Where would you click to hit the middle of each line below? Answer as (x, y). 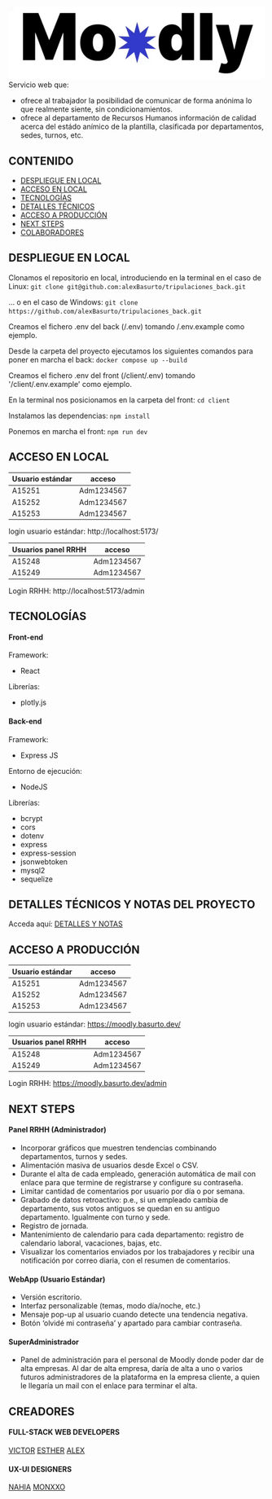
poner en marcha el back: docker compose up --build (98, 359)
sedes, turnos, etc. (52, 135)
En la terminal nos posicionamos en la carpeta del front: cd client (119, 400)
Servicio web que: (39, 85)
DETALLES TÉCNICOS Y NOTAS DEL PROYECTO (132, 904)
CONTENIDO (41, 161)
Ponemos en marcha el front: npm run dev (78, 431)
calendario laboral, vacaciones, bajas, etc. (91, 1243)
